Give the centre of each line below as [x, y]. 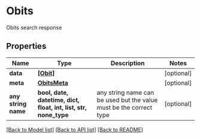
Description [127, 63]
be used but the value [127, 100]
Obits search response [34, 27]
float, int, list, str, [62, 107]
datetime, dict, [59, 100]
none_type [53, 115]
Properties [26, 46]
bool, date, [53, 92]
